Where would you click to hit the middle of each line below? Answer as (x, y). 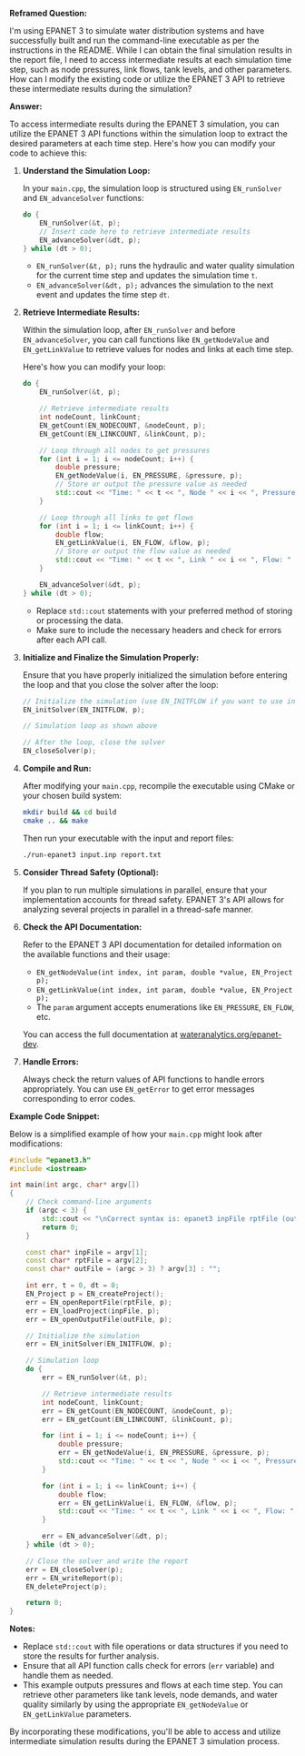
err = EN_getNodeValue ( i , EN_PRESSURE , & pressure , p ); (164, 1453)
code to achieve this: (49, 153)
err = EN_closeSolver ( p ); (75, 1569)
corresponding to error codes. (79, 1098)
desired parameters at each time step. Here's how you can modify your (143, 143)
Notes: (23, 1629)
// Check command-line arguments (89, 1202)
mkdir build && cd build (69, 812)
